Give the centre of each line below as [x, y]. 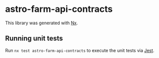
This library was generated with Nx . [41, 23]
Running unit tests [34, 38]
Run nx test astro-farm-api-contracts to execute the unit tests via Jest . [80, 50]
